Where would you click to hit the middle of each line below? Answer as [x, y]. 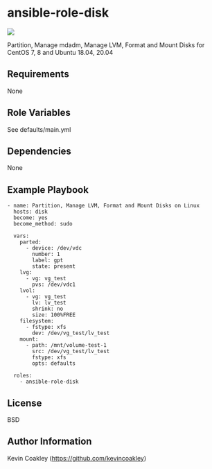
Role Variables [39, 113]
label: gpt [48, 261]
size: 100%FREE [54, 315]
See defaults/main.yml [39, 129]
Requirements [38, 74]
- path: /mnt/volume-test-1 [66, 346]
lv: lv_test [50, 303]
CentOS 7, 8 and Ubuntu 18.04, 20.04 [60, 52]
